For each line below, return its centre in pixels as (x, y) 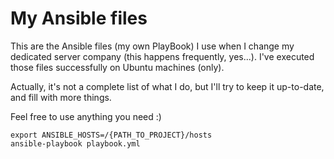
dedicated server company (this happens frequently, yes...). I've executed (162, 56)
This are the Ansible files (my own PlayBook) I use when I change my (152, 46)
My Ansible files (79, 18)
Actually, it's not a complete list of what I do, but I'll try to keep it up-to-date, (167, 86)
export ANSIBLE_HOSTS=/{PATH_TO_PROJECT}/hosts (111, 135)
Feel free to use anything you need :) (86, 116)
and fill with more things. (61, 97)
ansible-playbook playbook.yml (75, 143)
